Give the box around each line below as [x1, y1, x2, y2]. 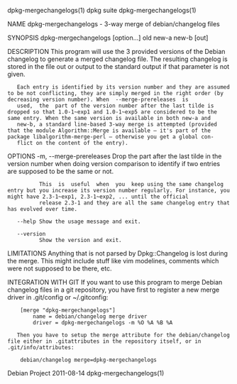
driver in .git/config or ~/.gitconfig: [7, 293, 109, 301]
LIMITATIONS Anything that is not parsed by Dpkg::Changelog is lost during [7, 249, 228, 258]
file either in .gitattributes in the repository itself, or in [7, 338, 202, 345]
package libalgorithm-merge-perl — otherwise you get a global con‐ [7, 133, 214, 141]
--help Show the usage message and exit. [16, 218, 141, 225]
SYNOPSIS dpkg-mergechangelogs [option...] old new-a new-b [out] [7, 33, 209, 42]
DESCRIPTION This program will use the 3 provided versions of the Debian [7, 48, 226, 55]
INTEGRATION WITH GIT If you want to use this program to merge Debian [7, 278, 223, 286]
